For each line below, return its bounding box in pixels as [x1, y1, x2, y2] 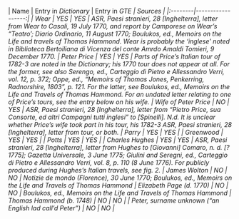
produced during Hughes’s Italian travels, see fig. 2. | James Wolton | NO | [8, 166, 228, 174]
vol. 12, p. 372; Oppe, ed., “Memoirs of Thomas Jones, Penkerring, [8, 75, 205, 83]
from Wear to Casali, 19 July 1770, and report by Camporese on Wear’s [8, 22, 218, 30]
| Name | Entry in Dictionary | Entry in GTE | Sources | [8, 7, 166, 15]
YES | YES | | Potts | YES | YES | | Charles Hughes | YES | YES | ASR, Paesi [8, 136, 228, 144]
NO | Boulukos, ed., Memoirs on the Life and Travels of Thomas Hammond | [8, 189, 232, 197]
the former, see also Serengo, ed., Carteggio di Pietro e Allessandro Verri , [8, 68, 225, 76]
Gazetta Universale [27, 151, 84, 159]
